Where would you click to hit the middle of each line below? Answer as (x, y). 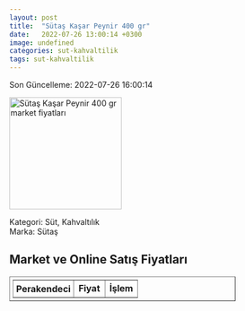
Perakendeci (44, 289)
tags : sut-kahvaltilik (52, 59)
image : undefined (42, 43)
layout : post (34, 17)
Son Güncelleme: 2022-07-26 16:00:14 (81, 85)
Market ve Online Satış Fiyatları (99, 259)
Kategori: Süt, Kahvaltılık (55, 222)
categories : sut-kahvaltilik (64, 51)
